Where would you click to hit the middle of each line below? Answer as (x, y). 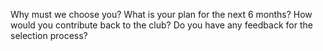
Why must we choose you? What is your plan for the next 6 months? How (161, 14)
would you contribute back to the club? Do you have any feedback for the (161, 25)
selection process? (49, 35)
